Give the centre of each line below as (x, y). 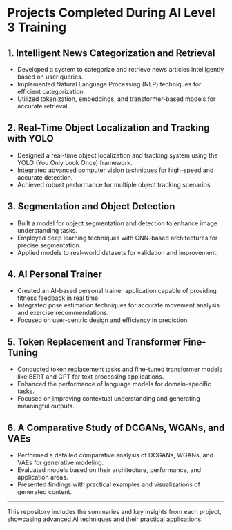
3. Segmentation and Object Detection (91, 206)
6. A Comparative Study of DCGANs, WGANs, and (116, 427)
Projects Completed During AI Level (111, 13)
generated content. (45, 492)
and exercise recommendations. (63, 313)
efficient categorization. (51, 92)
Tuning (22, 353)
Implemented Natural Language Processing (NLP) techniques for (109, 84)
